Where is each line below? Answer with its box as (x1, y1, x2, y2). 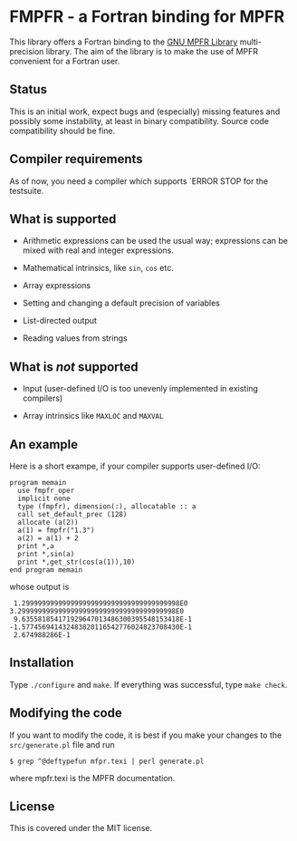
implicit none (17, 494, 71, 503)
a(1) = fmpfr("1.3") (17, 526, 95, 535)
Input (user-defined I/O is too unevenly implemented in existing (22, 383, 258, 394)
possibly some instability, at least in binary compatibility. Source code (9, 115, 270, 126)
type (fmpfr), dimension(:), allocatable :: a (17, 502, 196, 511)
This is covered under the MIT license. (9, 823, 152, 834)
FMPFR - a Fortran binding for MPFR (9, 6, 285, 27)
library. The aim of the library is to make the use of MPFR (45, 45, 259, 56)
